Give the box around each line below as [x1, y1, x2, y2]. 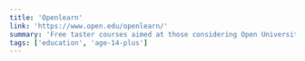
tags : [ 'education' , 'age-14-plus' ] [9, 38, 148, 48]
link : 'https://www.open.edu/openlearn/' [9, 22, 169, 30]
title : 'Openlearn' [9, 13, 84, 22]
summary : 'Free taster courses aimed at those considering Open [9, 30, 258, 39]
